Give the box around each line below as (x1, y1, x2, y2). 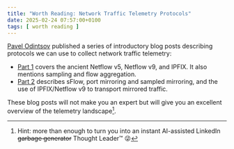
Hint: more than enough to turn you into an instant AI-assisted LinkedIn (17, 127, 221, 135)
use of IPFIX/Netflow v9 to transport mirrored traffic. (17, 85, 169, 94)
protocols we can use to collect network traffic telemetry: (7, 49, 172, 58)
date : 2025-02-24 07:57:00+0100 (7, 17, 101, 24)
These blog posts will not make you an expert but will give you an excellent (7, 98, 222, 107)
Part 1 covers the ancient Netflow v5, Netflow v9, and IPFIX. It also (17, 63, 208, 71)
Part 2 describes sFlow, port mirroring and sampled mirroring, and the (17, 78, 218, 86)
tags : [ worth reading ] (7, 23, 79, 30)
